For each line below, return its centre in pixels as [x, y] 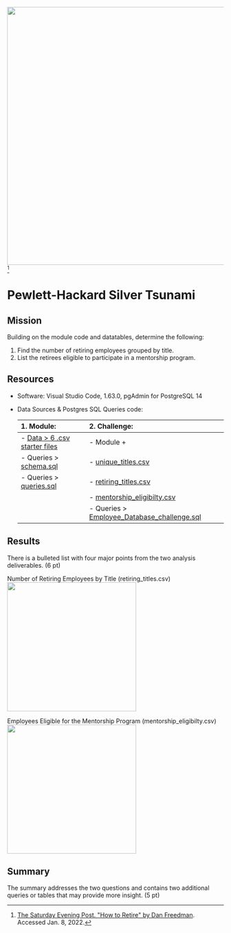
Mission [25, 320]
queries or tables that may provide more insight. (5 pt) [84, 895]
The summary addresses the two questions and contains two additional [108, 888]
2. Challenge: [111, 426]
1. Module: [38, 426]
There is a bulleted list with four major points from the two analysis [101, 558]
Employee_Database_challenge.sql [145, 517]
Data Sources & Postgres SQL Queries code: [80, 409]
